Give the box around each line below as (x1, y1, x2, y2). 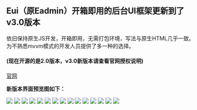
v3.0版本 (6, 17, 41, 28)
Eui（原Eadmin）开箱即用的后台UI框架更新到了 (6, 5, 185, 16)
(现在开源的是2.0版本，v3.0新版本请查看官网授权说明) (6, 57, 144, 65)
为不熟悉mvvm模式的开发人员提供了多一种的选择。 (6, 42, 135, 50)
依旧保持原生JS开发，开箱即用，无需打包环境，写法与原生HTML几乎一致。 (6, 34, 195, 42)
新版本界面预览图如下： (6, 85, 65, 93)
